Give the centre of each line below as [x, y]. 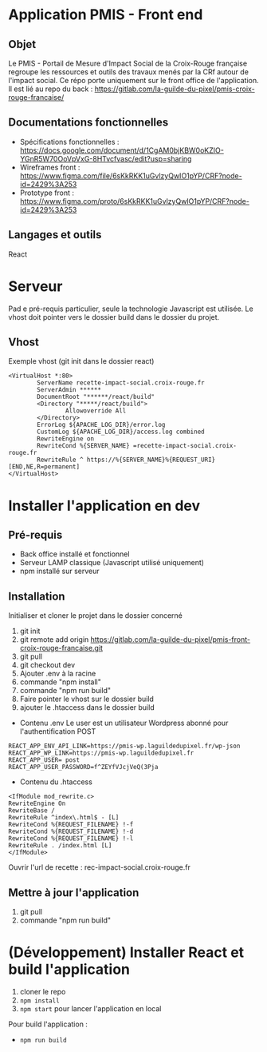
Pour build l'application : [48, 1024]
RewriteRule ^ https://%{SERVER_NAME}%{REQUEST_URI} [126, 460]
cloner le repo [43, 991]
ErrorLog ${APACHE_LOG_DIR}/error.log [101, 425]
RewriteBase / [32, 811]
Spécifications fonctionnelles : [69, 141]
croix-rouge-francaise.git [61, 648]
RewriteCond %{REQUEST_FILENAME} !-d [71, 832]
